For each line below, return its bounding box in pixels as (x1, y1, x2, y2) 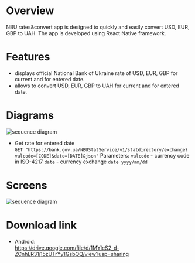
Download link (6, 218, 77, 232)
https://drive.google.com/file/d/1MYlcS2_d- (14, 244, 119, 251)
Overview (6, 4, 54, 18)
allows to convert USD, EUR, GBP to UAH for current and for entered (14, 82, 180, 89)
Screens (6, 179, 47, 192)
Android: (14, 238, 36, 245)
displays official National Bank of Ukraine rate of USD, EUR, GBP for (14, 69, 178, 77)
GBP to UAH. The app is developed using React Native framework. (6, 29, 166, 36)
